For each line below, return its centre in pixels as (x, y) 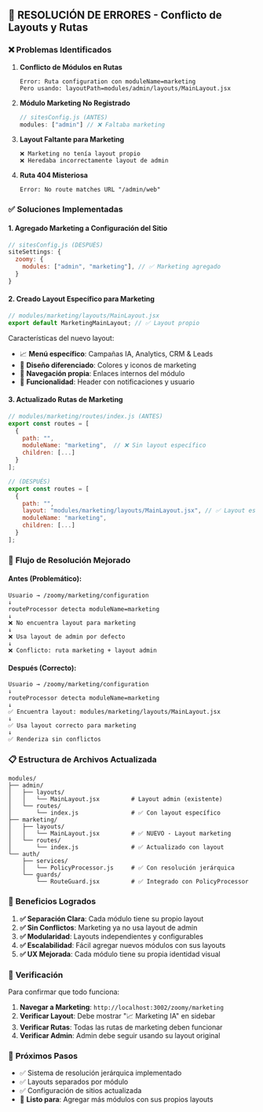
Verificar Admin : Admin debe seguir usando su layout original (120, 1036)
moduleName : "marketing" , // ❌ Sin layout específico (114, 445)
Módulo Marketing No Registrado (75, 103)
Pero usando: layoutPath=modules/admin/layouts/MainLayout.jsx (125, 88)
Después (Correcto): (42, 668)
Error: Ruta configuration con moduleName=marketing (108, 81)
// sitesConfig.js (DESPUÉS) (56, 245)
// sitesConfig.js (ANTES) (64, 117)
